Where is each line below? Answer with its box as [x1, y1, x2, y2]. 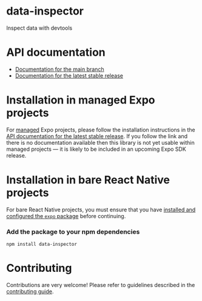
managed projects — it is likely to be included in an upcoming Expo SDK [6, 145, 186, 153]
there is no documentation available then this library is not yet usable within [6, 139, 195, 146]
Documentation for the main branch [15, 65, 104, 73]
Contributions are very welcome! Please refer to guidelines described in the [6, 281, 195, 288]
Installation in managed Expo [6, 93, 155, 107]
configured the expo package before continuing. [6, 212, 126, 219]
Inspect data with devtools [6, 24, 73, 31]
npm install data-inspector [6, 241, 78, 248]
